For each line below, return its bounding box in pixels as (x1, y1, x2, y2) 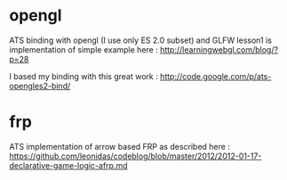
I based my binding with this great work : (9, 70, 158, 81)
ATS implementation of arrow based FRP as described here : (9, 141, 231, 151)
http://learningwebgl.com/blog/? (159, 44, 278, 54)
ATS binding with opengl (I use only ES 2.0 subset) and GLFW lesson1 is (9, 35, 273, 45)
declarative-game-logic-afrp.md (9, 160, 128, 170)
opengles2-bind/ (9, 80, 71, 91)
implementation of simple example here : (9, 44, 158, 54)
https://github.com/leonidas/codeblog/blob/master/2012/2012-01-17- (9, 151, 262, 161)
